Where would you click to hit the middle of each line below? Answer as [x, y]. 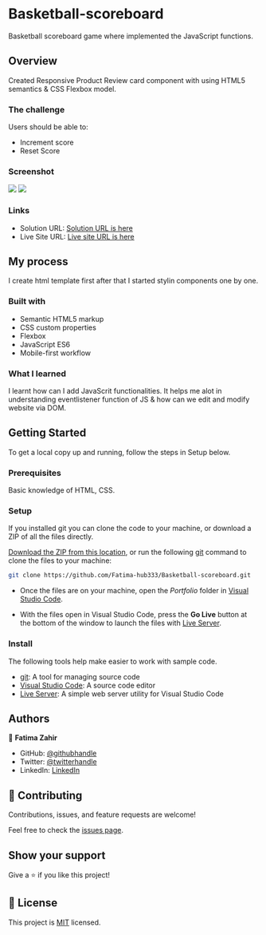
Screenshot [31, 171]
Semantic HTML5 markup [62, 319]
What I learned [37, 374]
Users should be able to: [49, 127]
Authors [29, 719]
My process [38, 261]
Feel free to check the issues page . [66, 830]
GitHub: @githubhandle [58, 753]
